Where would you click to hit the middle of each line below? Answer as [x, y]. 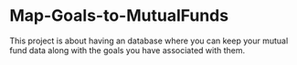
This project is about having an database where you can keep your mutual [149, 41]
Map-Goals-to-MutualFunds [119, 16]
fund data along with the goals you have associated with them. [127, 50]
